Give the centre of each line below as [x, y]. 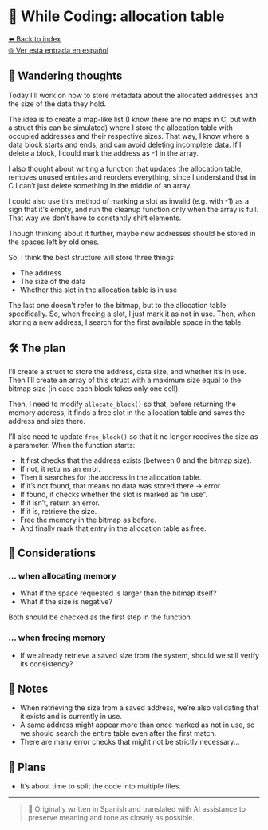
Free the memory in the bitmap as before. [88, 520]
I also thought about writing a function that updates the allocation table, [126, 168]
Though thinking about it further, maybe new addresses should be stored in [132, 233]
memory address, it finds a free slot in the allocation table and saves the [127, 412]
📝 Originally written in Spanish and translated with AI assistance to [136, 809]
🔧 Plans [27, 767]
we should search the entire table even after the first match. [118, 733]
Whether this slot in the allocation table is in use [99, 290]
